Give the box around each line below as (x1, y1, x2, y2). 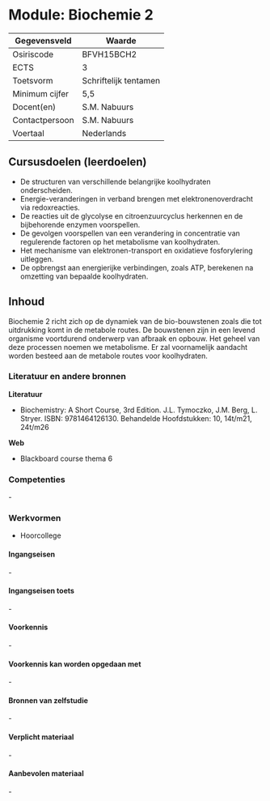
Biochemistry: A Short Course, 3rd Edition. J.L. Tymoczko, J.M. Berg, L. (19, 405, 258, 415)
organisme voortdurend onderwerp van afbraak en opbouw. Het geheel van (8, 334, 260, 343)
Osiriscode (12, 49, 54, 60)
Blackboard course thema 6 (19, 454, 113, 463)
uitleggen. (19, 254, 54, 264)
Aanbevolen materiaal (8, 769, 84, 778)
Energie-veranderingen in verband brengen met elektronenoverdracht (19, 194, 253, 203)
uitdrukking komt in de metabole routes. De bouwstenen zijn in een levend (8, 325, 255, 334)
